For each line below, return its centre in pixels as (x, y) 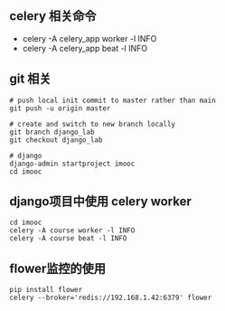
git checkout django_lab (56, 140)
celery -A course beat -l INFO (68, 239)
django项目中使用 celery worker (100, 202)
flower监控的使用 (58, 268)
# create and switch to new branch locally (93, 124)
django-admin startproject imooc (72, 164)
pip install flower (46, 290)
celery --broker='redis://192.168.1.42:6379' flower (111, 298)
